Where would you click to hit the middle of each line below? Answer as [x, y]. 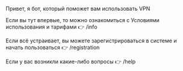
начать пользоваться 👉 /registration [53, 47]
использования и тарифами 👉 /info [51, 27]
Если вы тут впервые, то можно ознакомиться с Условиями [83, 20]
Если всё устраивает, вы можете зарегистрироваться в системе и [91, 41]
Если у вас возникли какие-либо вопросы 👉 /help [71, 61]
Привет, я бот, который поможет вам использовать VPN [78, 9]
